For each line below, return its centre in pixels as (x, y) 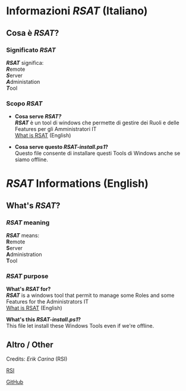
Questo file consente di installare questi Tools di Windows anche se (97, 154)
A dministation (23, 82)
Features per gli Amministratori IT (56, 129)
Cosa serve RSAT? (38, 117)
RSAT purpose (27, 276)
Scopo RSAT (24, 104)
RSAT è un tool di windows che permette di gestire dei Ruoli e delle (97, 123)
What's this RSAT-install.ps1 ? (44, 320)
